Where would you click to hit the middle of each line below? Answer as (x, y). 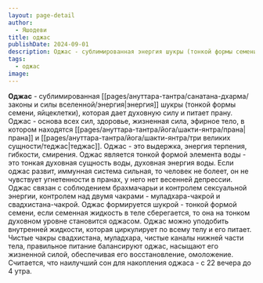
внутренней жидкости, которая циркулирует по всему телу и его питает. (130, 229)
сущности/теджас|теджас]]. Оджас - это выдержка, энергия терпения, (128, 146)
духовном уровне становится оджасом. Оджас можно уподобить (119, 221)
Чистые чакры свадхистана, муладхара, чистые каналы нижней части (126, 238)
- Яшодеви (31, 30)
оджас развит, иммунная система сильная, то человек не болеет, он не (128, 171)
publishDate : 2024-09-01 (49, 45)
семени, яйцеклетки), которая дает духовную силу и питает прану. (121, 112)
